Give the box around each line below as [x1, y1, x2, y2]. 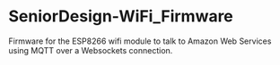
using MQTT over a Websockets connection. [8, 45, 173, 55]
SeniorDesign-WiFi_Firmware [8, 6, 234, 27]
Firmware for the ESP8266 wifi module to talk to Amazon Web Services [8, 36, 272, 46]
